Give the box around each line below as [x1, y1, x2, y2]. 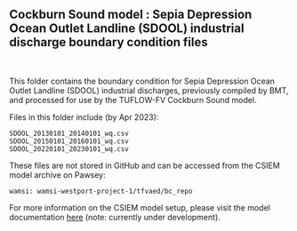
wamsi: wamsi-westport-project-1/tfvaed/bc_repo [9, 187, 193, 195]
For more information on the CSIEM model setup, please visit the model [9, 202, 271, 212]
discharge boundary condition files [9, 35, 209, 50]
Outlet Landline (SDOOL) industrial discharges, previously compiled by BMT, [9, 84, 289, 96]
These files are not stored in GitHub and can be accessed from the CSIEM [9, 160, 280, 171]
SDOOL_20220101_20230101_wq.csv [9, 144, 129, 154]
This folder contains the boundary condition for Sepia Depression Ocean [9, 76, 276, 86]
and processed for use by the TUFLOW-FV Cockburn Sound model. [9, 94, 257, 105]
